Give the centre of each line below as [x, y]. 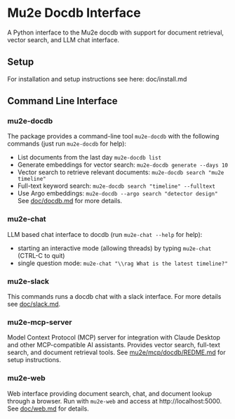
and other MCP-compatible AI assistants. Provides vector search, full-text [114, 345]
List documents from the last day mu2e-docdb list [89, 157]
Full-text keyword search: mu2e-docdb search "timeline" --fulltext [116, 186]
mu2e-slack [28, 281]
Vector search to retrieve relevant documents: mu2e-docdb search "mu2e [121, 172]
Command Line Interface [62, 101]
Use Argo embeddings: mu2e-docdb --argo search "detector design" [117, 193]
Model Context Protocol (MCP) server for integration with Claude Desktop [114, 337]
